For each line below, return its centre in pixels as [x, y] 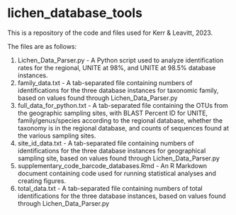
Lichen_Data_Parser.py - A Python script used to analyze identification [120, 60]
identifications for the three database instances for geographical [112, 150]
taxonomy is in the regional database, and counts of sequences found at [123, 128]
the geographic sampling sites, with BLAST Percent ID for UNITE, [112, 113]
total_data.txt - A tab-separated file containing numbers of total [110, 188]
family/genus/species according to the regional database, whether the [120, 120]
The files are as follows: [42, 46]
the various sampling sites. [57, 136]
